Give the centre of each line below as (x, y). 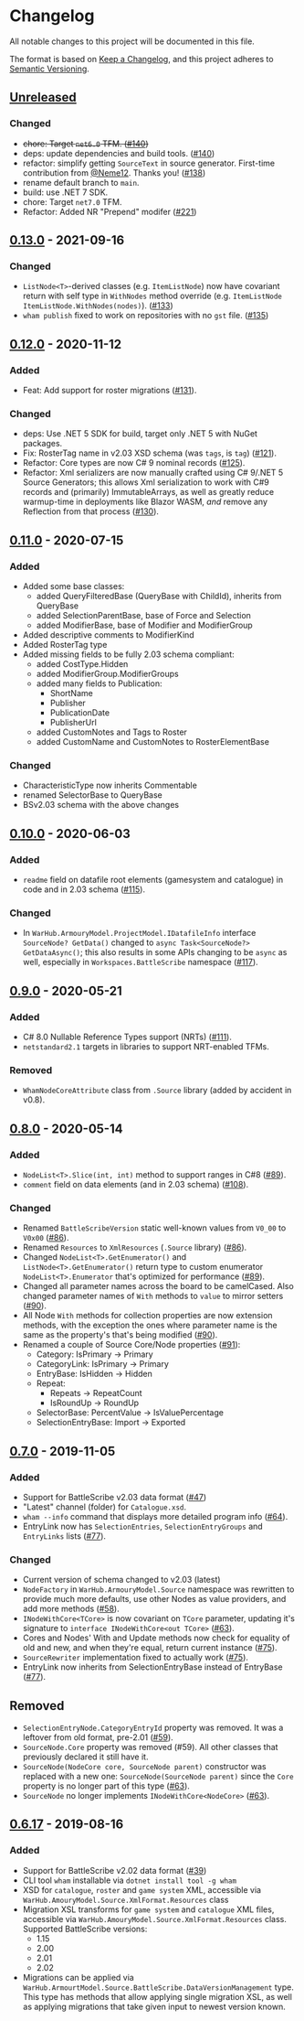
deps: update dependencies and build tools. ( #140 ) (119, 153)
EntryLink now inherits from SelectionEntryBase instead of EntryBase (152, 1667)
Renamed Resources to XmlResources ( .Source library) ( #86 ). (135, 1247)
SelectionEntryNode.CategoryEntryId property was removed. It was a (153, 1728)
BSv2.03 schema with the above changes (101, 805)
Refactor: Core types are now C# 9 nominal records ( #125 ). (134, 463)
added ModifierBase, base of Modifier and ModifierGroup (144, 625)
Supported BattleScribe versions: (85, 1929)
